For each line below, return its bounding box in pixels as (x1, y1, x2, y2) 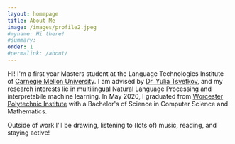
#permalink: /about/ (7, 50, 69, 57)
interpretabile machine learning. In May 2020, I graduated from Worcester (7, 92, 224, 100)
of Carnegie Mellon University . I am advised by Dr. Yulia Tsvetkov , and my (7, 77, 223, 85)
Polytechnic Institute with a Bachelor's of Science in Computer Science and (7, 99, 229, 108)
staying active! (7, 128, 50, 137)
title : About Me (7, 17, 55, 24)
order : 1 (7, 43, 33, 50)
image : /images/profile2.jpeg (7, 23, 97, 31)
